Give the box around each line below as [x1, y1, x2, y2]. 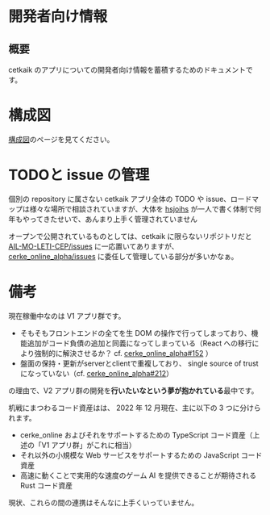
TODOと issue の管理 [8, 166, 150, 184]
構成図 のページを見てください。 [8, 134, 114, 144]
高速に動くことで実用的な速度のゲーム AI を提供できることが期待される [19, 470, 256, 480]
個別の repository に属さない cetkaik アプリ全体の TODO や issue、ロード [8, 194, 252, 203]
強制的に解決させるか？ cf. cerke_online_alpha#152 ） [34, 348, 213, 358]
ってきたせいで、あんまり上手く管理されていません [29, 214, 198, 224]
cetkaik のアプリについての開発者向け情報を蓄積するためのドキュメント [8, 65, 246, 74]
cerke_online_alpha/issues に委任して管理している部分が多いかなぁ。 [8, 251, 239, 261]
